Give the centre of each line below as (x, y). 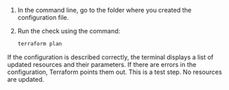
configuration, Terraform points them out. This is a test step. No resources (115, 72)
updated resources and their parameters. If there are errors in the (102, 64)
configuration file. (43, 17)
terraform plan (40, 44)
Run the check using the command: (69, 31)
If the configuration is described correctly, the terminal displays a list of (111, 57)
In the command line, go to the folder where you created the (104, 10)
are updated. (26, 79)
